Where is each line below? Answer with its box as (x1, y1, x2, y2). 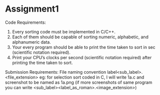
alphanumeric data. (12, 39, 51, 45)
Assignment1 (5, 3, 59, 15)
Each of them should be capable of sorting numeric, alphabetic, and (12, 34, 149, 40)
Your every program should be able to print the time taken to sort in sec (12, 44, 156, 50)
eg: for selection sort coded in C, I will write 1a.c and (39, 74, 144, 80)
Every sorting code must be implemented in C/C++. (12, 29, 116, 34)
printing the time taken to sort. (12, 60, 73, 65)
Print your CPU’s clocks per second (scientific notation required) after (12, 54, 152, 60)
